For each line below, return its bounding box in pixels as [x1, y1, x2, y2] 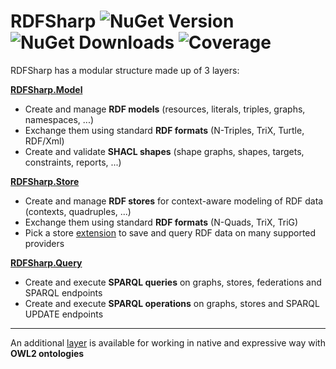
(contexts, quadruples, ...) [24, 205, 132, 217]
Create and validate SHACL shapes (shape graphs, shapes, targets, [24, 145, 305, 157]
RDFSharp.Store [10, 175, 80, 187]
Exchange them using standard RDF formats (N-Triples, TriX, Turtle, [24, 124, 305, 136]
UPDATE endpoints [24, 308, 104, 320]
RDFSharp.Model [10, 83, 83, 95]
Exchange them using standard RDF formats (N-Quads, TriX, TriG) [24, 216, 299, 228]
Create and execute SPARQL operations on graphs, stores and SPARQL [24, 297, 320, 309]
